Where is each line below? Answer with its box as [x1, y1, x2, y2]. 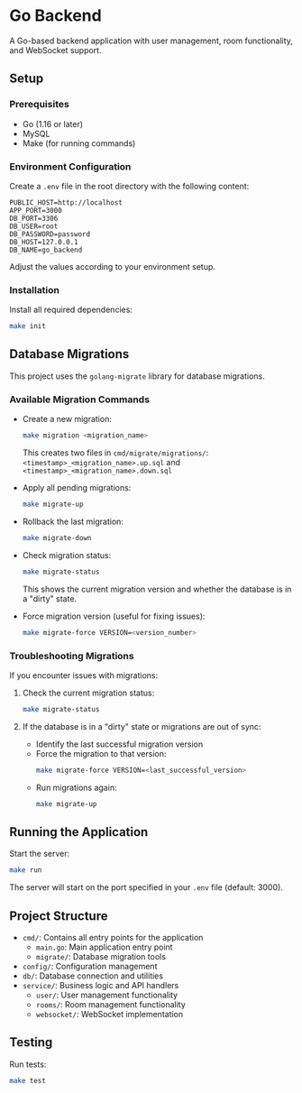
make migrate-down [22, 533, 92, 542]
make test [9, 1076, 47, 1085]
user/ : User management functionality [35, 989, 178, 1000]
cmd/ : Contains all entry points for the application [22, 932, 204, 942]
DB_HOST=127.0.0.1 [9, 237, 78, 246]
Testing [9, 1034, 53, 1051]
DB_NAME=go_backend [9, 245, 83, 254]
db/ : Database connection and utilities [22, 970, 164, 981]
